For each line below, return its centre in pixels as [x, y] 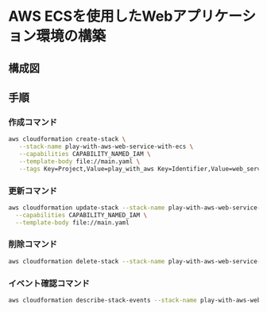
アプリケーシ [214, 16]
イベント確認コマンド [49, 283]
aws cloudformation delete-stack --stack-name [87, 261]
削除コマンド [33, 244]
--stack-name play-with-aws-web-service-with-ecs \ [106, 147]
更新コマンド [33, 190]
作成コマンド [33, 122]
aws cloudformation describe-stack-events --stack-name [103, 300]
